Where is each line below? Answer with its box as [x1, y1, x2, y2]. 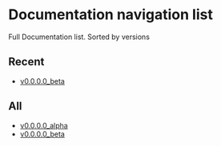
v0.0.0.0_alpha [19, 120, 68, 130]
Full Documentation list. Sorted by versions [8, 32, 151, 41]
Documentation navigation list [8, 6, 214, 24]
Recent [8, 55, 45, 69]
